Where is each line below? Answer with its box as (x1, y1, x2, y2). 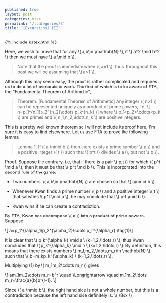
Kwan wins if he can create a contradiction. (12, 203, 100, 209)
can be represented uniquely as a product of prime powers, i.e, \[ (17, 104, 150, 110)
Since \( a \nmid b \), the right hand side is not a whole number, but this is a (5, 287, 159, 293)
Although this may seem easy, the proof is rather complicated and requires (5, 79, 157, 85)
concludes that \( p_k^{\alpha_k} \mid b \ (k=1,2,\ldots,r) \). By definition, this (5, 243, 161, 249)
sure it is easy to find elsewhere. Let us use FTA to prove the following (5, 129, 148, 135)
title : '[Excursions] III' (5, 26, 61, 31)
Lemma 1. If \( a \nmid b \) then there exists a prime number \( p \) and (17, 144, 160, 150)
